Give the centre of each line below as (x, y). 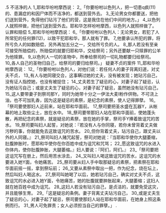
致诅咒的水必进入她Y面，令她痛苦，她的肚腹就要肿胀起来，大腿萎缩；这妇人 (82, 181)
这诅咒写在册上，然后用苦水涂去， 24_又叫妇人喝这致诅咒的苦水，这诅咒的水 (83, 156)
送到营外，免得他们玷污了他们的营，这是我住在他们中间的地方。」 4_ (78, 20)
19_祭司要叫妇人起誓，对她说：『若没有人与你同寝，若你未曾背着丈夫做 (86, 125)
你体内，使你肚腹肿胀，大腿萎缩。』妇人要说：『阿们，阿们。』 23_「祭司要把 (82, 150)
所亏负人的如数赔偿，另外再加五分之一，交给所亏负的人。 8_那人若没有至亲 (82, 44)
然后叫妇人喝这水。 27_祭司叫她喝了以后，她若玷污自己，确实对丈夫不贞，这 (83, 174)
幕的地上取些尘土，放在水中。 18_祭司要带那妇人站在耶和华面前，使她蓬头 (80, 112)
